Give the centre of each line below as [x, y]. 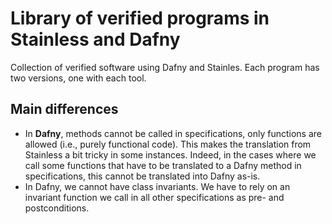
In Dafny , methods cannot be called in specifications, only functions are [173, 133]
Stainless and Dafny [95, 39]
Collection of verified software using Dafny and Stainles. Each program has [165, 67]
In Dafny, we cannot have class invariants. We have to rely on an [157, 186]
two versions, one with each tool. [78, 78]
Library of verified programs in [140, 18]
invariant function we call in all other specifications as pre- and [154, 197]
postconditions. [57, 208]
